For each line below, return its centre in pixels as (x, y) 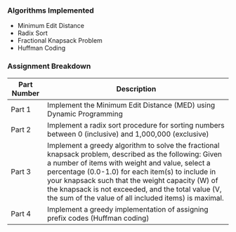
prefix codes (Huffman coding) (98, 218)
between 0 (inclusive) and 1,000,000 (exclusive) (128, 134)
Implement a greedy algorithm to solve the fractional (133, 145)
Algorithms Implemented (51, 11)
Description (136, 88)
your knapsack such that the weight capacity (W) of (132, 180)
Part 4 (21, 214)
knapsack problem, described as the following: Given (135, 154)
